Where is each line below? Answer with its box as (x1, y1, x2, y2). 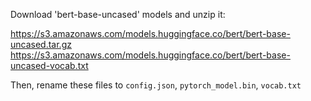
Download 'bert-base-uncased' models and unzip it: (10, 9, 226, 20)
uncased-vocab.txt (10, 60, 89, 71)
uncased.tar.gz (10, 39, 72, 50)
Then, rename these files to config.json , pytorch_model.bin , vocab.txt (10, 79, 302, 91)
